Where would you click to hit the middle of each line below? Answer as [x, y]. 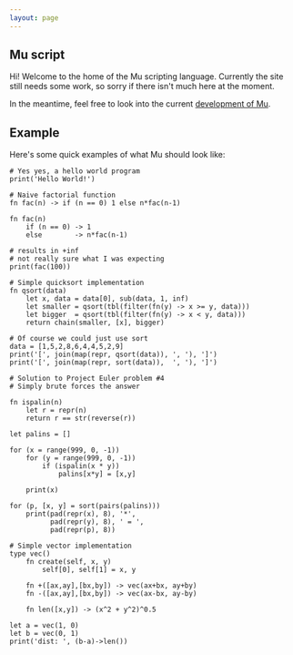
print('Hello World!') [52, 179]
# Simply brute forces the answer [75, 387]
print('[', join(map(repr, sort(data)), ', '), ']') [114, 363]
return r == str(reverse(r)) [81, 419]
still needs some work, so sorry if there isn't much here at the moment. [142, 87]
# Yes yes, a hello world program [75, 171]
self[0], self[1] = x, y [89, 570]
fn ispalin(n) [36, 403]
